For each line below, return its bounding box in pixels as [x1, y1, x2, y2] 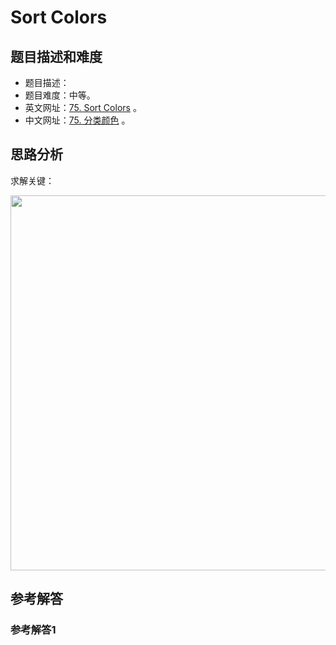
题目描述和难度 [10, 48, 103, 65]
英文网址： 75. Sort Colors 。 [24, 102, 142, 113]
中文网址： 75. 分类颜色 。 [24, 114, 131, 126]
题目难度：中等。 [24, 89, 96, 101]
